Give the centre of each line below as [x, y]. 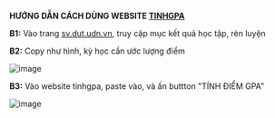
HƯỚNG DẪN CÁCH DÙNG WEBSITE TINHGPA [97, 16]
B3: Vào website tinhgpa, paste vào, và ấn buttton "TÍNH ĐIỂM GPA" [137, 86]
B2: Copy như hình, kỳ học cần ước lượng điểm [98, 51]
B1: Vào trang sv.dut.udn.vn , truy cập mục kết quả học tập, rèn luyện [137, 33]
